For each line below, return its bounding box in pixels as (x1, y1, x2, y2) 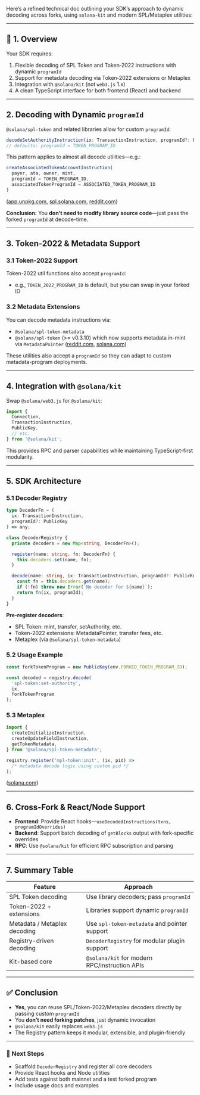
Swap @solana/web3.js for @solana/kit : (6, 397, 102, 404)
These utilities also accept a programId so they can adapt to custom (6, 351, 171, 359)
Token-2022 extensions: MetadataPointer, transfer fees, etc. (14, 629, 163, 636)
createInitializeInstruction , (11, 730, 86, 736)
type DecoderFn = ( (6, 508, 55, 514)
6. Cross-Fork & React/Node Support (6, 802, 145, 812)
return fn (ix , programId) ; (17, 589, 84, 595)
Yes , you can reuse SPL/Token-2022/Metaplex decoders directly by (14, 1003, 182, 1010)
